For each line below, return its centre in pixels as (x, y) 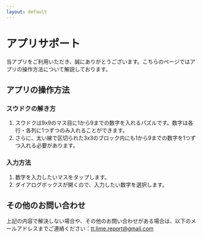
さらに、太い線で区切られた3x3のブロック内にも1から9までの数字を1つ (103, 138)
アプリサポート (43, 43)
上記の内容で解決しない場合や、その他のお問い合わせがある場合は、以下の (99, 221)
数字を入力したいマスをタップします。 (62, 177)
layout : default (27, 12)
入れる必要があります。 (49, 146)
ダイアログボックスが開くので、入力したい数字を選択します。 (91, 184)
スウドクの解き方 (31, 108)
